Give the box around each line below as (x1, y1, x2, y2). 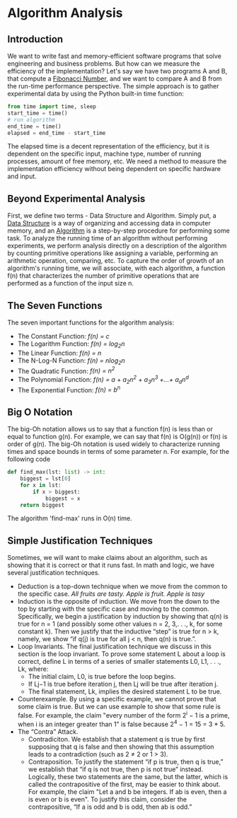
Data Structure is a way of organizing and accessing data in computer (7, 219, 211, 228)
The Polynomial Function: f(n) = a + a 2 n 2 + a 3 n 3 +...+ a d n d (17, 374, 190, 385)
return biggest (20, 501, 65, 508)
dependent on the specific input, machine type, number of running (7, 150, 202, 158)
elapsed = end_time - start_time (7, 129, 106, 136)
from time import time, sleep (7, 103, 97, 110)
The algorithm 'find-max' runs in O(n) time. (7, 514, 132, 522)
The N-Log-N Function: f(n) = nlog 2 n (17, 356, 125, 366)
